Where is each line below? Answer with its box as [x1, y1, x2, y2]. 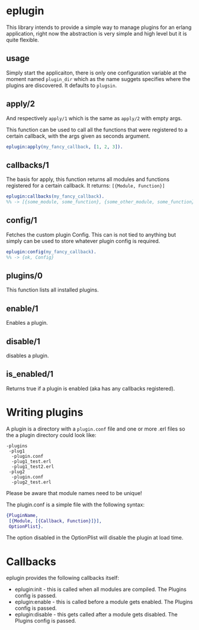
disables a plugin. [6, 352, 49, 359]
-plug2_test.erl [11, 479, 52, 485]
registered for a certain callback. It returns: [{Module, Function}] [6, 182, 165, 189]
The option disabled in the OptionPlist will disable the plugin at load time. [6, 534, 184, 541]
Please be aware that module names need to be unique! [6, 489, 142, 496]
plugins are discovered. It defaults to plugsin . [6, 82, 117, 89]
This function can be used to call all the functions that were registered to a [6, 126, 188, 133]
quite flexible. [6, 36, 40, 43]
